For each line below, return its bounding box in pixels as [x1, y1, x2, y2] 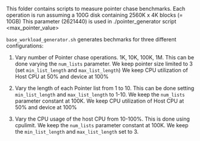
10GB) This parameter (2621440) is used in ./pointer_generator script [6, 18, 177, 25]
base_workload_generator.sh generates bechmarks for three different [6, 36, 177, 43]
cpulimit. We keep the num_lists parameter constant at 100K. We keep [14, 122, 189, 128]
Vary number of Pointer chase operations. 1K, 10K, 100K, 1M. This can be [14, 54, 195, 61]
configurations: [6, 42, 44, 49]
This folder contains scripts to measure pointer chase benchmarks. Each [6, 5, 186, 12]
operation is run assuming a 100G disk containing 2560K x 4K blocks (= [6, 11, 183, 19]
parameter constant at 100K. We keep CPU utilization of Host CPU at [14, 97, 184, 104]
